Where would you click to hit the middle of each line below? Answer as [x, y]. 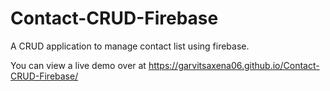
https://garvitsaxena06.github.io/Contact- [234, 65]
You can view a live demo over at [78, 65]
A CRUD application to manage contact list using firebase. [130, 46]
